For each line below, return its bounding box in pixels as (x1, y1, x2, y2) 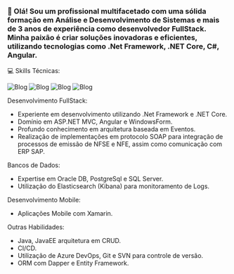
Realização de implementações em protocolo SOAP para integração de (17, 133, 223, 141)
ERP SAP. (17, 148, 46, 156)
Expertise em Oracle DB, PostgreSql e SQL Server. (17, 175, 164, 183)
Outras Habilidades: (7, 223, 65, 231)
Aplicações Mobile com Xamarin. (17, 209, 113, 218)
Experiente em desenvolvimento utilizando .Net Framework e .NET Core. (17, 110, 228, 119)
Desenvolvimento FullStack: (7, 96, 88, 105)
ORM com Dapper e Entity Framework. (17, 259, 129, 268)
